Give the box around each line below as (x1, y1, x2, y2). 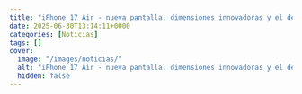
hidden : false (17, 72, 70, 81)
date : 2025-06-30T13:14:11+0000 (9, 21, 130, 30)
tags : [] (9, 38, 42, 47)
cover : (9, 47, 34, 56)
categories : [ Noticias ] (9, 30, 99, 38)
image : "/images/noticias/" (17, 55, 123, 64)
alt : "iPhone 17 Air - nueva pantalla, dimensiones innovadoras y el (17, 64, 283, 73)
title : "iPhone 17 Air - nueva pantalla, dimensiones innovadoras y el (9, 13, 283, 22)
